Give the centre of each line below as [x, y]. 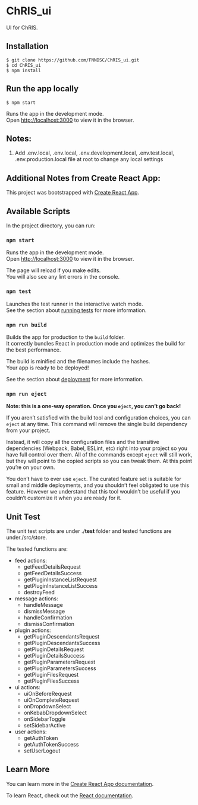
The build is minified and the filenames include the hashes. [78, 361]
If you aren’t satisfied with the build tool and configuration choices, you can [99, 418]
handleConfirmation [48, 618]
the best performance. [34, 350]
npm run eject [26, 394]
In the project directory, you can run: [51, 226]
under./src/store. [27, 537]
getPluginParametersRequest [59, 662]
